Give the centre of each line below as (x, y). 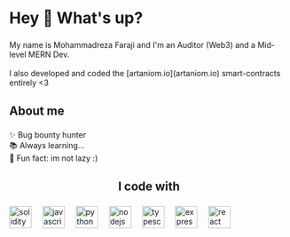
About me (37, 111)
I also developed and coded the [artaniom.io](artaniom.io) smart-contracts (145, 74)
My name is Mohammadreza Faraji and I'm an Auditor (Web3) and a (132, 45)
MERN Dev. (49, 55)
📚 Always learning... (47, 146)
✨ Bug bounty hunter (48, 135)
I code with (149, 186)
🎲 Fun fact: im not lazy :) (54, 158)
